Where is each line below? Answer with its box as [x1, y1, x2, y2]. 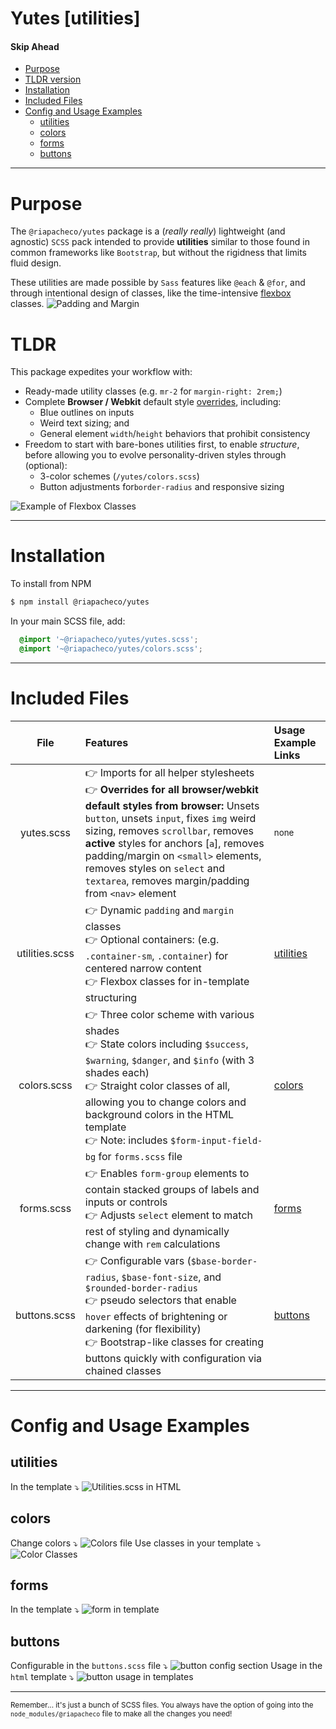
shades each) [84, 1065, 150, 1079]
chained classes [84, 1363, 162, 1377]
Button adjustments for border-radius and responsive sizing [39, 481, 285, 493]
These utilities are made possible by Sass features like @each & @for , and [10, 277, 306, 289]
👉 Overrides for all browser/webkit [84, 782, 259, 796]
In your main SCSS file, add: [10, 615, 126, 627]
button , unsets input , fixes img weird [84, 811, 257, 825]
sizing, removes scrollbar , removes [84, 823, 254, 837]
